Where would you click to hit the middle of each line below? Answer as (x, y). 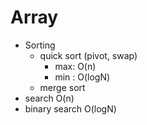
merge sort (62, 87)
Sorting (40, 45)
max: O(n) (75, 66)
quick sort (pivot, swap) (88, 55)
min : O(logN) (82, 77)
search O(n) (49, 98)
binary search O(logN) (70, 108)
